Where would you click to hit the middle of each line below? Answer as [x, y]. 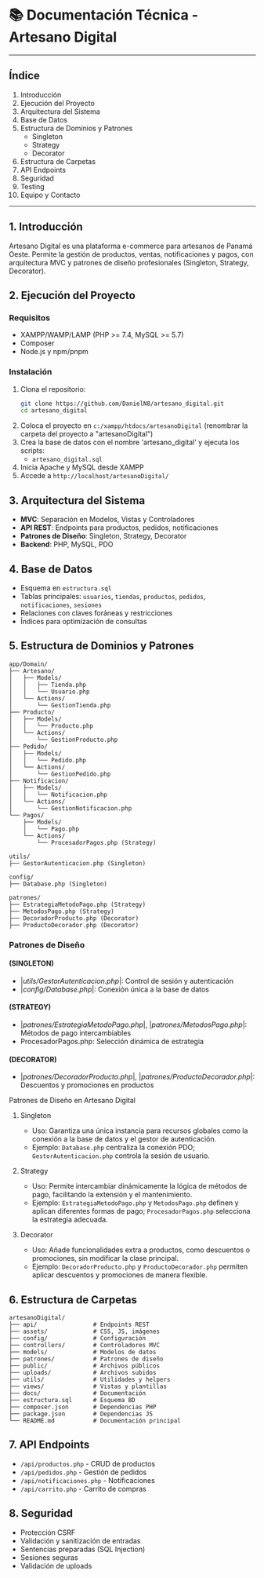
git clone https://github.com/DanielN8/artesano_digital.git [122, 404]
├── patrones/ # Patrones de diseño [86, 1359]
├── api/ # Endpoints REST [79, 1325]
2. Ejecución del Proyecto [72, 295]
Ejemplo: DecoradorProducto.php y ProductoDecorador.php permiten [140, 1267]
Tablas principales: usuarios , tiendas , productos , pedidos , [113, 596]
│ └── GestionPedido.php [60, 774]
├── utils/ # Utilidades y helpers [90, 1380]
